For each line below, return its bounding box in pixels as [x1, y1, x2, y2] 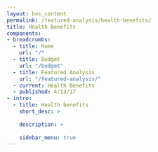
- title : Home [13, 43, 54, 50]
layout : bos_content [6, 10, 67, 18]
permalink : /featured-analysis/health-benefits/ [6, 17, 152, 24]
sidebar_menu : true [19, 134, 77, 141]
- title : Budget [13, 56, 60, 63]
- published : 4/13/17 [13, 88, 77, 95]
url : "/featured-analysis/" [19, 75, 101, 83]
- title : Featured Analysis [13, 69, 96, 76]
